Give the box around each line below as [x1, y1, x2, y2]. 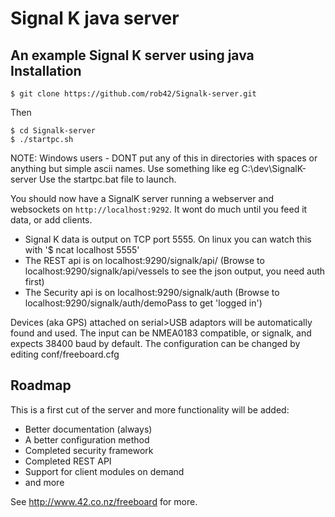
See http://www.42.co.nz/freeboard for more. [10, 495, 198, 507]
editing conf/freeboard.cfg [10, 348, 120, 360]
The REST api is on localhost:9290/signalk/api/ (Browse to [24, 255, 265, 266]
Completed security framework [24, 444, 154, 456]
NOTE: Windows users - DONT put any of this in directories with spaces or [10, 152, 318, 164]
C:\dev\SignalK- [241, 163, 307, 174]
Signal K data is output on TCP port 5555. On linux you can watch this [24, 233, 312, 245]
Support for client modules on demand [24, 465, 185, 477]
